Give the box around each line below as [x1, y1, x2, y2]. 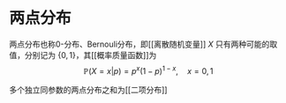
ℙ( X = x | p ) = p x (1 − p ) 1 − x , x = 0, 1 [83, 63, 214, 76]
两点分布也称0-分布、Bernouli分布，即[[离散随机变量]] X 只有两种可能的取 [9, 39, 278, 49]
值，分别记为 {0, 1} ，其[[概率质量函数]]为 [9, 49, 157, 60]
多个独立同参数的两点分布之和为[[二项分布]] [9, 85, 168, 95]
